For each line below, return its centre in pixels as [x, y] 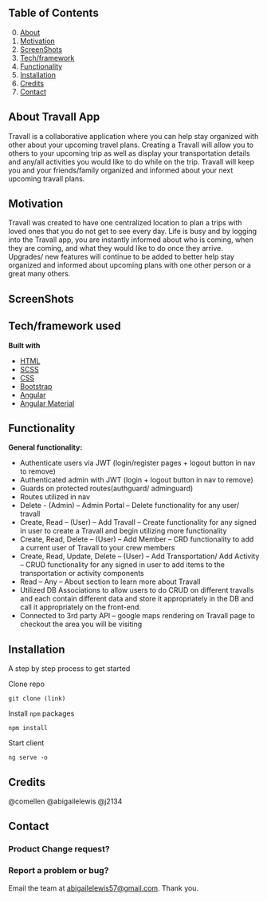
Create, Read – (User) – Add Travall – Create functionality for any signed [138, 522]
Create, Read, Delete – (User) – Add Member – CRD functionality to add [137, 539]
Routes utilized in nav [55, 497]
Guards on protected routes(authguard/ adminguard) [106, 488]
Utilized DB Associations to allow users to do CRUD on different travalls [137, 590]
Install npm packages [41, 713]
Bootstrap [36, 386]
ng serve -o [28, 758]
